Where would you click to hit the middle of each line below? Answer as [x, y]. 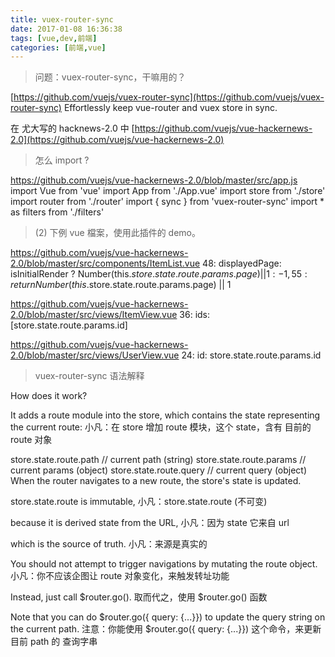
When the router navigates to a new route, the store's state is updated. [156, 481]
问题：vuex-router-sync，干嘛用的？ [110, 77]
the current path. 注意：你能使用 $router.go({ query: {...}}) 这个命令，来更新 [166, 629]
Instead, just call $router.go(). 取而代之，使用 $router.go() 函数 [139, 597]
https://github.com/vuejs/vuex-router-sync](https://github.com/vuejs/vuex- [169, 97]
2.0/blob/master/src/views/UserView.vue [95, 355]
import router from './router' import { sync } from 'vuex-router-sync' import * [167, 202]
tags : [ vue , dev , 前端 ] [54, 38]
